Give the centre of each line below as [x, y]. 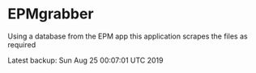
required [22, 44]
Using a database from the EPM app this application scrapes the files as [128, 36]
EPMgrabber [51, 14]
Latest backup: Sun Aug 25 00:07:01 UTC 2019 [85, 60]
